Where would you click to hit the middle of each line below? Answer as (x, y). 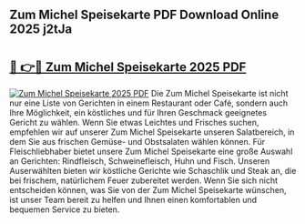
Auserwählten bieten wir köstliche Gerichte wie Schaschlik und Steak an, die (153, 171)
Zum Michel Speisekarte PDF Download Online (144, 15)
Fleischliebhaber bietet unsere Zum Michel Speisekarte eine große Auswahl (151, 151)
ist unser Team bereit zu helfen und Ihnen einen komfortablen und (133, 200)
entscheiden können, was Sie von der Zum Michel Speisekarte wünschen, (148, 190)
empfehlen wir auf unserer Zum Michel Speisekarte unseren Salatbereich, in (152, 132)
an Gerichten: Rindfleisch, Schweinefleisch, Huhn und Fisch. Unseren (140, 161)
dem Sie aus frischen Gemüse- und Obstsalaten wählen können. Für (137, 142)
